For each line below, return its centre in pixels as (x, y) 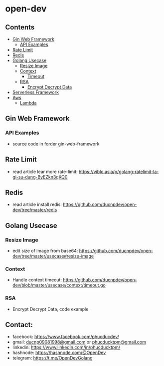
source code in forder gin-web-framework (56, 143)
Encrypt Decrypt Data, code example (50, 309)
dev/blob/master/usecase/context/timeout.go (59, 285)
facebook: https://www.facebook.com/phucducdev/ (66, 337)
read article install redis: (37, 204)
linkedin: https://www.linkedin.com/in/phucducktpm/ (66, 347)
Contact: (19, 325)
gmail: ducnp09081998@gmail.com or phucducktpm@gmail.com (79, 342)
